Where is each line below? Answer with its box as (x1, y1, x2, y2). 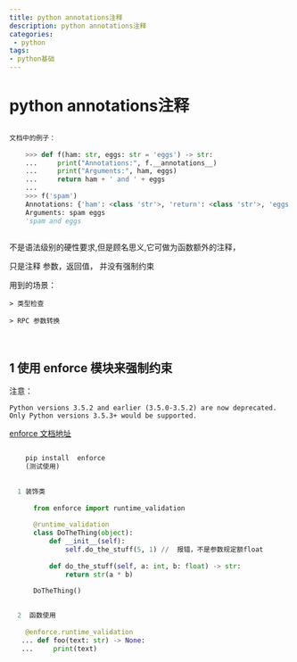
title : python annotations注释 (9, 12, 123, 22)
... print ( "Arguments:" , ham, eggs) (25, 167, 177, 176)
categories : (9, 29, 54, 38)
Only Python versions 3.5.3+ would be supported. (9, 411, 198, 420)
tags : (9, 46, 29, 55)
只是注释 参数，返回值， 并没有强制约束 (9, 261, 154, 272)
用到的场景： (9, 280, 56, 291)
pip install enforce (25, 454, 105, 463)
